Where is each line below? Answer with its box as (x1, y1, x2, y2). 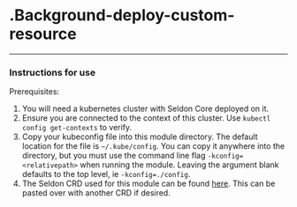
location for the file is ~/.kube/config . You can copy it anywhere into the (21, 141, 286, 152)
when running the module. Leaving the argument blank (79, 159, 279, 170)
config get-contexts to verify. (21, 122, 133, 133)
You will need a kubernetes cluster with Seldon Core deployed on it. (21, 103, 270, 115)
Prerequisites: (9, 86, 60, 97)
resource (9, 24, 77, 44)
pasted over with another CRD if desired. (21, 188, 171, 198)
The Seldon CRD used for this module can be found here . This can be (21, 178, 276, 189)
